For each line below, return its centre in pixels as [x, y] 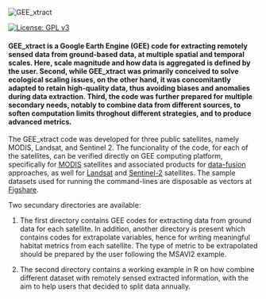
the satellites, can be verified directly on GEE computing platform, [116, 156]
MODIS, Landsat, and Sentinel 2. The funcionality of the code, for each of [128, 148]
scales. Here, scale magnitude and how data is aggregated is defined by [129, 63]
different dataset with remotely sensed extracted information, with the [134, 278]
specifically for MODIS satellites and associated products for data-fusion [127, 165]
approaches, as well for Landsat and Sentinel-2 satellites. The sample [122, 173]
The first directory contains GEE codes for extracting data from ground [135, 220]
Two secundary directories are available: [75, 205]
